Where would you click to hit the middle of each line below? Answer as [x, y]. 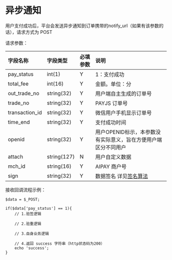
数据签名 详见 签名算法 [122, 176]
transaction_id [25, 112]
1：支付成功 [110, 74]
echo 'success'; [32, 248]
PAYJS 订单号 [112, 103]
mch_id [17, 166]
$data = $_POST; [23, 199]
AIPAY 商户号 [111, 166]
